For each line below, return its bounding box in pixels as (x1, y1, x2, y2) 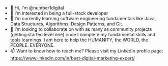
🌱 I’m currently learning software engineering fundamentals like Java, (10, 16, 156, 21)
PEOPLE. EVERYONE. (10, 42, 55, 48)
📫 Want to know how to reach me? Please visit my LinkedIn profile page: (10, 48, 163, 54)
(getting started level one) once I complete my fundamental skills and (10, 32, 156, 37)
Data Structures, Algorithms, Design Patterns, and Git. (10, 21, 124, 27)
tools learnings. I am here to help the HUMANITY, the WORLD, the (10, 37, 149, 43)
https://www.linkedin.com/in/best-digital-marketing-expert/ (10, 55, 135, 61)
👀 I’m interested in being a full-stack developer (10, 10, 108, 16)
